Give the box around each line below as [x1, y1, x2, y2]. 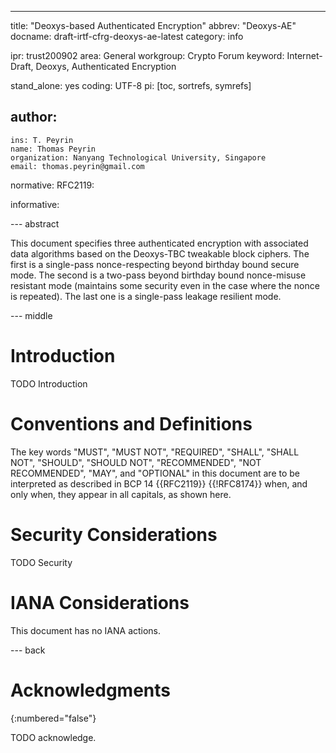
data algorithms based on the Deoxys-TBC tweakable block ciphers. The [10, 247, 310, 260]
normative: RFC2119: [10, 179, 95, 191]
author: [10, 109, 58, 126]
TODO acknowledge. [10, 731, 97, 743]
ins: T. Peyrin [10, 135, 74, 145]
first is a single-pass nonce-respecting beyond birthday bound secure [10, 258, 300, 270]
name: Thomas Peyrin [10, 144, 97, 154]
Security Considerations [10, 523, 218, 546]
